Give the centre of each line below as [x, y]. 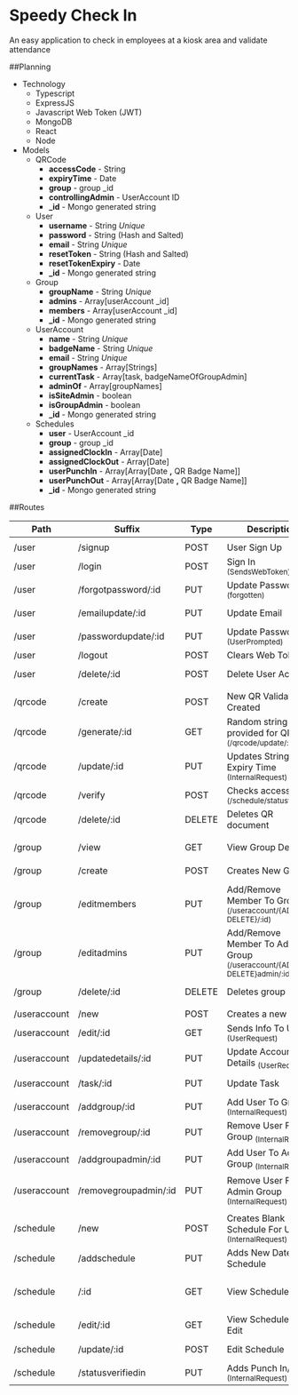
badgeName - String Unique [101, 348]
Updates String [258, 756]
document [248, 825]
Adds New [248, 1252]
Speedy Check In [73, 16]
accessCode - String [87, 169]
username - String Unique [97, 225]
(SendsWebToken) [259, 571]
